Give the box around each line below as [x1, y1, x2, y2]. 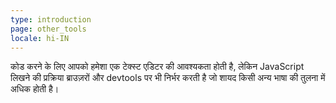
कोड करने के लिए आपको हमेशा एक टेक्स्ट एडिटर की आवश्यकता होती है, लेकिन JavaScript [10, 61, 305, 73]
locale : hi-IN [10, 33, 70, 43]
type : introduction [10, 14, 92, 25]
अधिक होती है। [10, 83, 60, 95]
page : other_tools [10, 24, 87, 34]
